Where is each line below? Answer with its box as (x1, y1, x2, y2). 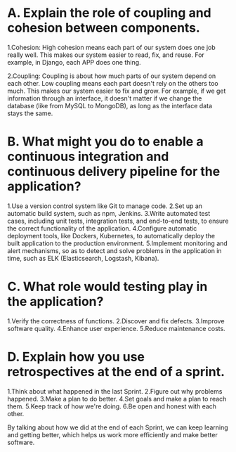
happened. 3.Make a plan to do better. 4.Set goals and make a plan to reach (7, 394, 227, 403)
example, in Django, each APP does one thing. (7, 58, 142, 66)
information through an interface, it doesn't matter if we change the (7, 93, 202, 103)
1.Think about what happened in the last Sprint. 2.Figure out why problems (7, 387, 223, 395)
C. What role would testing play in (7, 279, 208, 295)
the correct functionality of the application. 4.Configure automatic (7, 224, 197, 233)
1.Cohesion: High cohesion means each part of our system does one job (7, 43, 216, 51)
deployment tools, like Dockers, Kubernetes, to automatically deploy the (7, 231, 216, 240)
